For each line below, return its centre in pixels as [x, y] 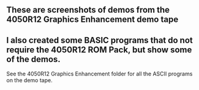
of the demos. [34, 59]
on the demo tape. [30, 80]
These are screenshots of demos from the [88, 10]
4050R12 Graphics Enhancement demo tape [92, 20]
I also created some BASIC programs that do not [99, 40]
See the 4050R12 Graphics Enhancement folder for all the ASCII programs [99, 74]
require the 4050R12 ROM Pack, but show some [99, 50]
